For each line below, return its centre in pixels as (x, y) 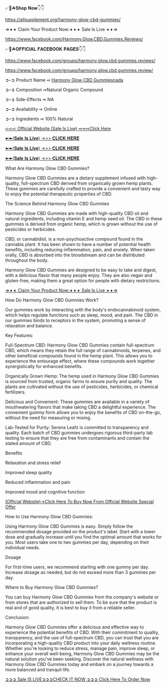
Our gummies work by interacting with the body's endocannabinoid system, (83, 310)
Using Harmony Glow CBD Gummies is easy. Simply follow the (69, 526)
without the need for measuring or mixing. (48, 418)
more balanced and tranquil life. (38, 669)
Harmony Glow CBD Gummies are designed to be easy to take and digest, (81, 270)
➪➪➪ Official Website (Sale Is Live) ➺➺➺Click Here (58, 128)
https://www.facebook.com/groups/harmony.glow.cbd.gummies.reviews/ (80, 61)
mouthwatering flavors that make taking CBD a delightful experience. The (81, 407)
